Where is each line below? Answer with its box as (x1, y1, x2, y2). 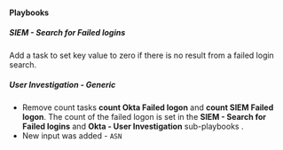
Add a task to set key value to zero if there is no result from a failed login (9, 50, 275, 60)
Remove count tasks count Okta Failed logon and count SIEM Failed (21, 102, 274, 113)
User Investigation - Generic (9, 80, 116, 91)
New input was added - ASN (21, 130, 122, 141)
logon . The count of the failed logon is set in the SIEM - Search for (21, 111, 267, 122)
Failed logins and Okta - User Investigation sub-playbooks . (21, 121, 244, 131)
